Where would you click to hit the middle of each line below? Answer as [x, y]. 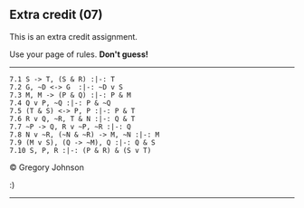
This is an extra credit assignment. [74, 36]
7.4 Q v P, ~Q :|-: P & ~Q [60, 103]
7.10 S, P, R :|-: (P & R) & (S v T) [81, 150]
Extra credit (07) [56, 15]
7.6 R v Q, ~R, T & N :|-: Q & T [72, 118]
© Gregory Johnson [47, 167]
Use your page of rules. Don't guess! [79, 54]
